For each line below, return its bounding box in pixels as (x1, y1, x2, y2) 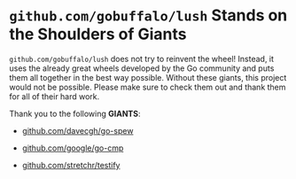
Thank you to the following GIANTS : (9, 108, 141, 119)
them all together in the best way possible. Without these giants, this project (9, 72, 287, 82)
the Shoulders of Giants (9, 24, 188, 44)
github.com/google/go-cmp (21, 143, 124, 153)
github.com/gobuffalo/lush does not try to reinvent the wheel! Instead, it (9, 53, 275, 64)
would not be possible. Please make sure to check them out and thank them (9, 82, 286, 92)
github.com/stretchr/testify (21, 160, 121, 170)
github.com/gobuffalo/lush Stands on (9, 5, 288, 26)
